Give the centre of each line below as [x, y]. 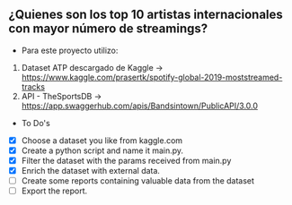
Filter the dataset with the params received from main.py [126, 160]
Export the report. [54, 191]
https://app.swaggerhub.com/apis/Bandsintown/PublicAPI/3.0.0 [139, 106]
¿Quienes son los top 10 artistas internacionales [146, 15]
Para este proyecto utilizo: [70, 50]
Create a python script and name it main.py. [102, 150]
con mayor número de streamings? [108, 29]
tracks [33, 86]
